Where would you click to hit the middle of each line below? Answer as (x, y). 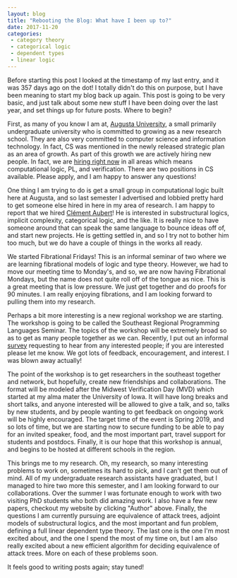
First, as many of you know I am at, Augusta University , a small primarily (112, 124)
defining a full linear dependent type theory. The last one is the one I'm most (119, 531)
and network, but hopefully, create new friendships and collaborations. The (117, 381)
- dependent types (37, 54)
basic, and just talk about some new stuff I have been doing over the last (113, 103)
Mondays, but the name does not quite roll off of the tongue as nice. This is (116, 279)
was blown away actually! (45, 360)
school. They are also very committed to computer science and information (116, 139)
